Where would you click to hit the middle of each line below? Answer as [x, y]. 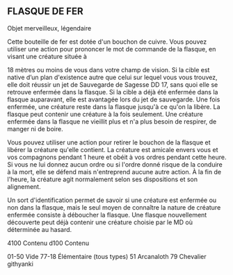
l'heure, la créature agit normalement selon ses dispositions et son [103, 179]
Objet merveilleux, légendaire [49, 28]
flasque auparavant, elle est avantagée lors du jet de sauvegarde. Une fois [114, 99]
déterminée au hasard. [40, 229]
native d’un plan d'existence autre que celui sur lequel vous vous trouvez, [112, 77]
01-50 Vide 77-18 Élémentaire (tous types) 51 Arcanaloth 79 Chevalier [107, 256]
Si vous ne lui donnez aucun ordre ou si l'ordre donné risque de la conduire [115, 164]
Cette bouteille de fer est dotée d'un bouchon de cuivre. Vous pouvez [107, 42]
